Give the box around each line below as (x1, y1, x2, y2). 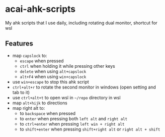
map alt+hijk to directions (12, 100, 68, 106)
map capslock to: (12, 52, 47, 58)
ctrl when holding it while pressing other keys (19, 63, 115, 69)
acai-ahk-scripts (5, 3, 76, 15)
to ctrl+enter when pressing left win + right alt (19, 121, 125, 127)
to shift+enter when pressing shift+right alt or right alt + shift (19, 126, 161, 132)
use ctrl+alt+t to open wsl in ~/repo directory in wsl (12, 94, 121, 100)
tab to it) (12, 89, 30, 95)
